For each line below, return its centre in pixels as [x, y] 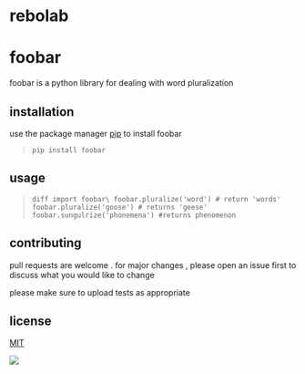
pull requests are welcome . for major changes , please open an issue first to [153, 265]
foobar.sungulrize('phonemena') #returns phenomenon [134, 215]
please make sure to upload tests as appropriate [100, 292]
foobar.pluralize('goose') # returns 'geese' [119, 207]
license [30, 321]
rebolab [39, 16]
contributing [46, 243]
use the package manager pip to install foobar [96, 133]
